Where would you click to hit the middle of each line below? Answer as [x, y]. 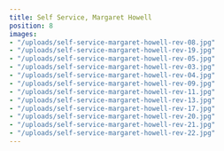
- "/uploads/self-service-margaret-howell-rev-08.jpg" [112, 42]
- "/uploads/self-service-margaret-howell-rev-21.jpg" [112, 125]
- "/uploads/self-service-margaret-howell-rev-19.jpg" [112, 51]
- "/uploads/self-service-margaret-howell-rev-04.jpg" [112, 75]
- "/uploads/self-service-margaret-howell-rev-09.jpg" [112, 83]
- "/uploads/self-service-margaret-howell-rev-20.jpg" [112, 116]
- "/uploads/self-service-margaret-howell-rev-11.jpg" [112, 91]
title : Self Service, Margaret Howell [81, 17]
